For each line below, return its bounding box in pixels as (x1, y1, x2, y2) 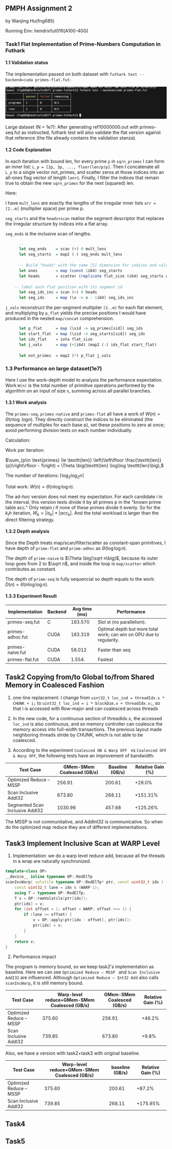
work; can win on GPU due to (98, 631, 159, 638)
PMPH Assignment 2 (5, 4, 73, 13)
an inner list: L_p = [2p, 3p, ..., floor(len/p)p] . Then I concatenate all (5, 164, 160, 170)
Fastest (98, 657, 114, 663)
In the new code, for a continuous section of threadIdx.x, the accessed (12, 715, 162, 721)
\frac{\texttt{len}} (125, 457, 162, 463)
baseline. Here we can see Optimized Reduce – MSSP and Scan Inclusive (5, 969, 160, 975)
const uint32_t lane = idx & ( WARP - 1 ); (14, 885, 100, 890)
